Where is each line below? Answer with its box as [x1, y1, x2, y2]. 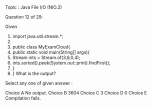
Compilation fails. [5, 95, 41, 101]
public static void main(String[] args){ [12, 49, 90, 55]
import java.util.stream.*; [12, 33, 63, 39]
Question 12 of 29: [5, 14, 43, 19]
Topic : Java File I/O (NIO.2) [5, 4, 62, 10]
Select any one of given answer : [5, 80, 73, 86]
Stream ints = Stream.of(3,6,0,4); [12, 54, 80, 60]
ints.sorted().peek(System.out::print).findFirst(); [12, 60, 111, 65]
